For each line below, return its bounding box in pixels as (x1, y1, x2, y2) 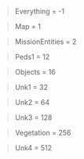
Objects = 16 (14, 67, 56, 77)
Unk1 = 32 (14, 82, 49, 92)
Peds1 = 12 (14, 52, 50, 61)
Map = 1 (14, 22, 41, 31)
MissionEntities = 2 (14, 37, 77, 46)
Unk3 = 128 (14, 113, 53, 122)
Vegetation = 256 (14, 128, 71, 137)
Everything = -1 (14, 7, 64, 16)
